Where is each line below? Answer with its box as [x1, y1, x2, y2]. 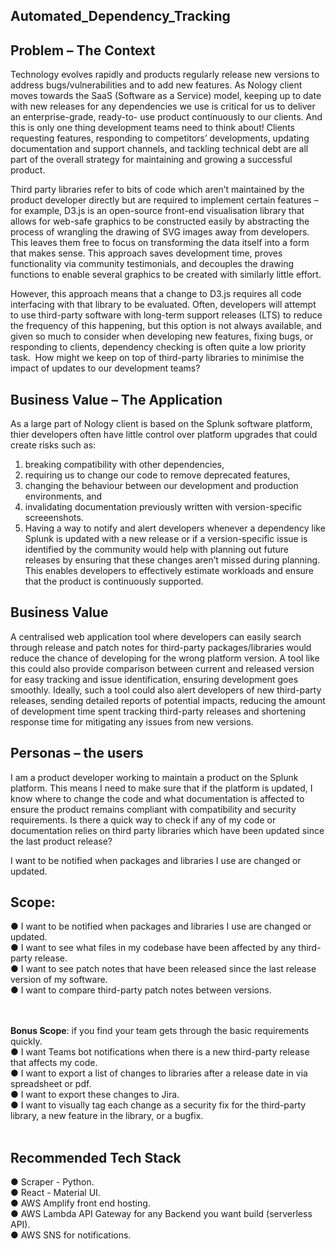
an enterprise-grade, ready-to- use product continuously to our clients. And [10, 111, 323, 123]
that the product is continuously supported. [24, 575, 204, 588]
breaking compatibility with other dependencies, [24, 459, 225, 471]
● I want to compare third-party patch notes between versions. [10, 984, 272, 996]
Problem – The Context [10, 42, 156, 59]
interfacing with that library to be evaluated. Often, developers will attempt [10, 299, 317, 311]
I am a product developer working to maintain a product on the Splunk [10, 771, 299, 783]
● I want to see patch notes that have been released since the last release [10, 963, 317, 975]
